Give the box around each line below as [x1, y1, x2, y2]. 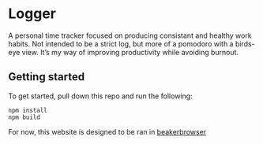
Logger [8, 5, 57, 23]
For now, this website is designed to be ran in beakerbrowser [8, 127, 207, 136]
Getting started [8, 70, 85, 83]
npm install [8, 106, 47, 114]
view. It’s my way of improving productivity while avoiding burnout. [21, 47, 239, 57]
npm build [8, 113, 41, 121]
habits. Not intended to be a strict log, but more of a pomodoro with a [8, 39, 234, 48]
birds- [235, 39, 255, 48]
